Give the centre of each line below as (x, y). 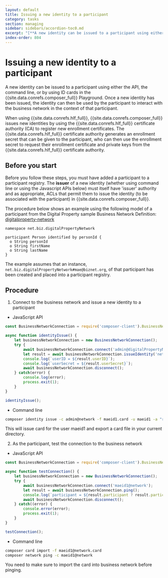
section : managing (24, 24)
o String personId (29, 241)
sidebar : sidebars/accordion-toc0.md (44, 29)
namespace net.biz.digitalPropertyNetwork (50, 228)
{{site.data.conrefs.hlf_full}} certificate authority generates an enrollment (80, 134)
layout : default (22, 10)
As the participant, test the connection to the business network (77, 444)
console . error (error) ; (47, 509)
